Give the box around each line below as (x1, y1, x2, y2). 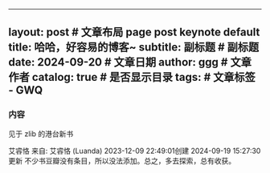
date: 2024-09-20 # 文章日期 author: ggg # (8, 55, 228, 69)
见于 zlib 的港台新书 (8, 129, 74, 139)
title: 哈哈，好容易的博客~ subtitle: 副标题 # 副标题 (8, 41, 260, 54)
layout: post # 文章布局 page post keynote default (8, 26, 260, 39)
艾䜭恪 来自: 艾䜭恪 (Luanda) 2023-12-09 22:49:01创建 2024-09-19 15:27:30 (8, 146, 261, 155)
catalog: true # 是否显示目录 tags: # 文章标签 (31, 70, 256, 84)
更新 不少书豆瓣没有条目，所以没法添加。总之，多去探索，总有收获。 (8, 155, 235, 165)
